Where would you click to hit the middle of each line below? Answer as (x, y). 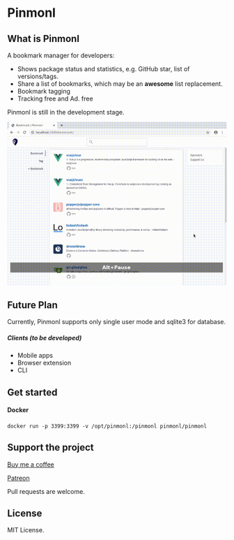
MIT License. (26, 530)
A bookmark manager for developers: (61, 55)
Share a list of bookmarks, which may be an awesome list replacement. (120, 84)
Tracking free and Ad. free (55, 98)
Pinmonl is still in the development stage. (66, 112)
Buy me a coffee (31, 464)
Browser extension (44, 363)
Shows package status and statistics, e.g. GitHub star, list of (103, 69)
